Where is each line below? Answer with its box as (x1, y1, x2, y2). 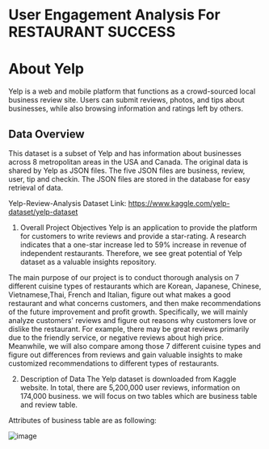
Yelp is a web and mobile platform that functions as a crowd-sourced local (8, 86, 256, 96)
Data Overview (8, 127, 85, 141)
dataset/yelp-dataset (8, 207, 78, 216)
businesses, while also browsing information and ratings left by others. (8, 103, 244, 114)
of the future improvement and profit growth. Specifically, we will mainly (8, 307, 248, 317)
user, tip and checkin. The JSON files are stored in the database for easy (8, 174, 250, 183)
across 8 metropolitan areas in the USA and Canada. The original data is (8, 157, 249, 166)
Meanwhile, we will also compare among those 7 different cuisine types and (8, 341, 261, 350)
